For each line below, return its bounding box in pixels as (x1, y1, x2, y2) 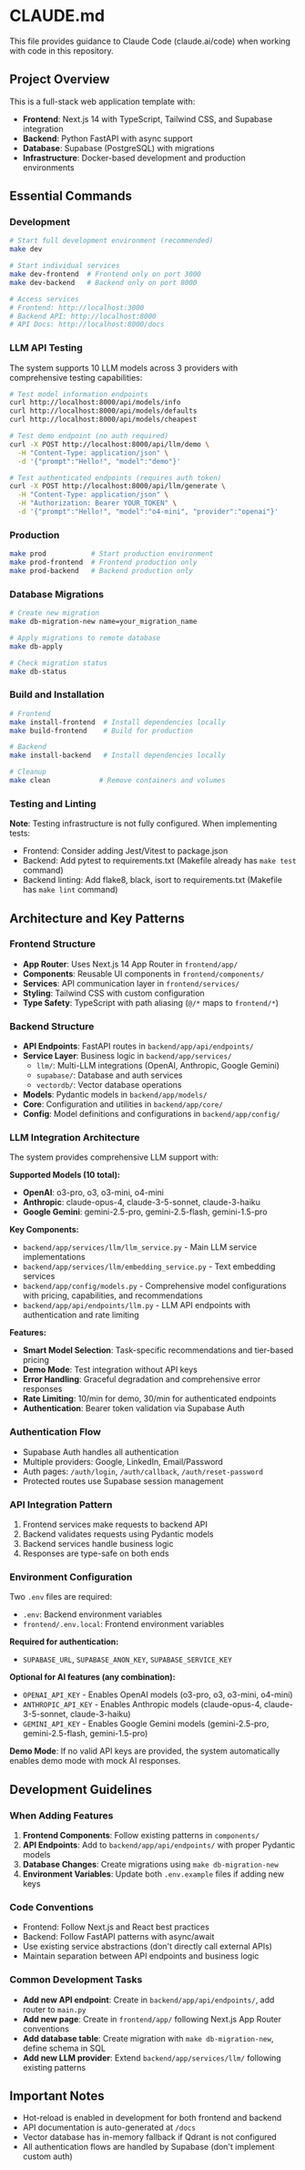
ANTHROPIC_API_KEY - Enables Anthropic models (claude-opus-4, (22, 1699, 262, 1710)
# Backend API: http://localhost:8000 (9, 312, 157, 321)
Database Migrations (9, 588, 105, 600)
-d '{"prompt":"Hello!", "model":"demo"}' (17, 456, 181, 466)
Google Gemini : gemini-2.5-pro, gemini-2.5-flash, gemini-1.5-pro (22, 1206, 268, 1217)
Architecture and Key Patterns (9, 910, 185, 926)
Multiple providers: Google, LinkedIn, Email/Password (22, 1456, 223, 1467)
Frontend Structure (9, 937, 97, 950)
